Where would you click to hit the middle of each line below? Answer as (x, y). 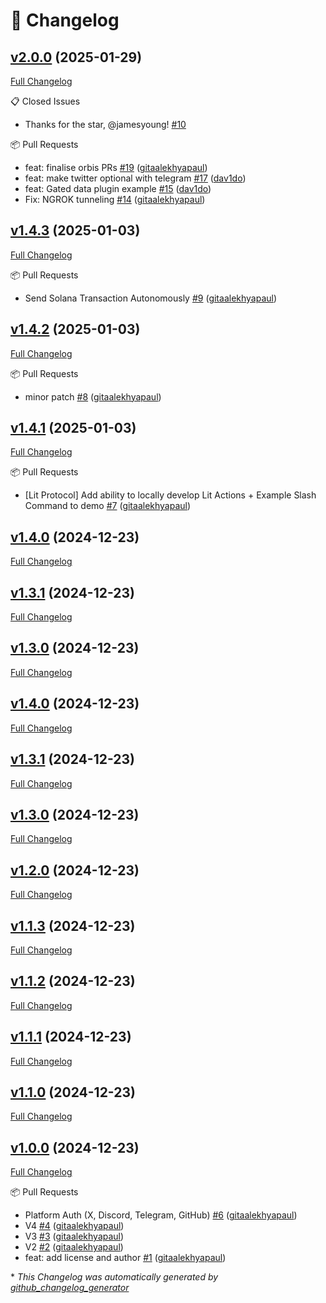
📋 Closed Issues (45, 101)
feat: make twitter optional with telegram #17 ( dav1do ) (135, 178)
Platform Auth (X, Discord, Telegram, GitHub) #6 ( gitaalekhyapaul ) (161, 1215)
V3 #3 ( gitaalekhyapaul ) (74, 1236)
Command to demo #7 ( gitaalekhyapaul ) (108, 506)
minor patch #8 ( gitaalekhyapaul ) (93, 396)
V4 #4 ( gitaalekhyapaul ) (74, 1226)
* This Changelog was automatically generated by (114, 1277)
